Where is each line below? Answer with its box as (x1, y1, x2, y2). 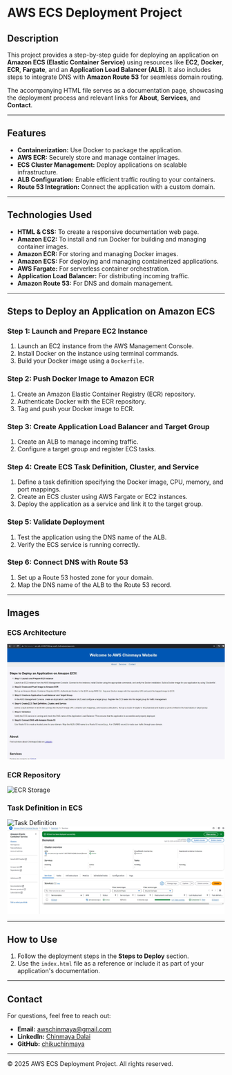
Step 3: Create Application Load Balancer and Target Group (7, 422, 210, 431)
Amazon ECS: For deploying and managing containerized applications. (17, 257, 219, 265)
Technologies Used (7, 209, 92, 221)
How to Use (7, 934, 58, 946)
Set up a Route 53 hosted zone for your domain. (17, 573, 154, 581)
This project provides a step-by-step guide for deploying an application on (7, 51, 219, 59)
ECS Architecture (7, 628, 67, 638)
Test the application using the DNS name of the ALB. (17, 533, 167, 541)
